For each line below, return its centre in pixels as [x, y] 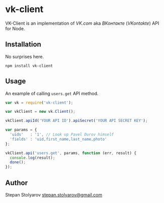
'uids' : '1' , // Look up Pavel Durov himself [62, 134]
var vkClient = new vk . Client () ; [40, 112]
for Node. [15, 28]
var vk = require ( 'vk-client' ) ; [39, 103]
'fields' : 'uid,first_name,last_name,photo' [59, 139]
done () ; [18, 162]
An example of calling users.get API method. [52, 93]
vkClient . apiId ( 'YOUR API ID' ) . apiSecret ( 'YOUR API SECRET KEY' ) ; [76, 121]
